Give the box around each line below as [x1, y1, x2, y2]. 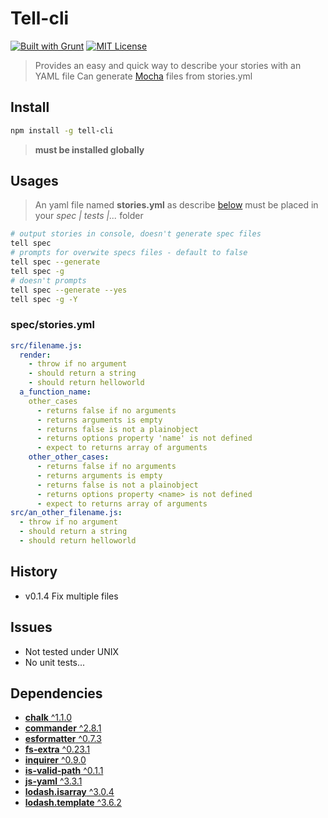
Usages [10, 173, 59, 190]
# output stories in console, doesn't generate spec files [10, 229, 262, 239]
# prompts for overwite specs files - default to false [10, 248, 248, 258]
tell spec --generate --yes [10, 285, 128, 295]
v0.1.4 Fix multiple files [24, 590, 119, 602]
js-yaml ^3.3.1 [24, 775, 83, 787]
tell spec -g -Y [10, 294, 78, 304]
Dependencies [10, 685, 103, 702]
